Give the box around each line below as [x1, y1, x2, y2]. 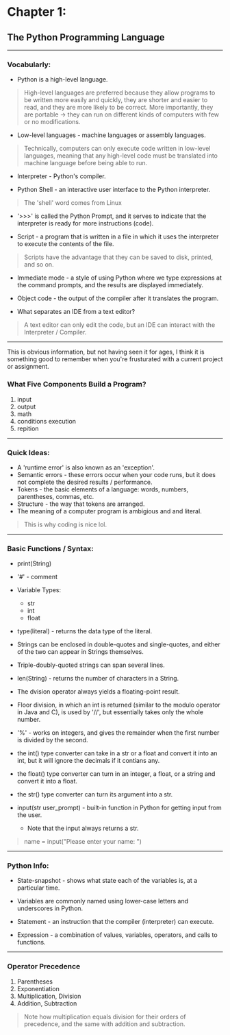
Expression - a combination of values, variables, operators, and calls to [16, 931, 218, 939]
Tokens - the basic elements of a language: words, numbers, [16, 485, 189, 494]
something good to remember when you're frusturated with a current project [7, 355, 224, 363]
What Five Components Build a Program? [7, 380, 146, 389]
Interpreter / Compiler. [23, 328, 87, 337]
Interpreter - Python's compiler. [16, 172, 106, 180]
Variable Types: [16, 586, 62, 594]
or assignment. [7, 363, 49, 371]
